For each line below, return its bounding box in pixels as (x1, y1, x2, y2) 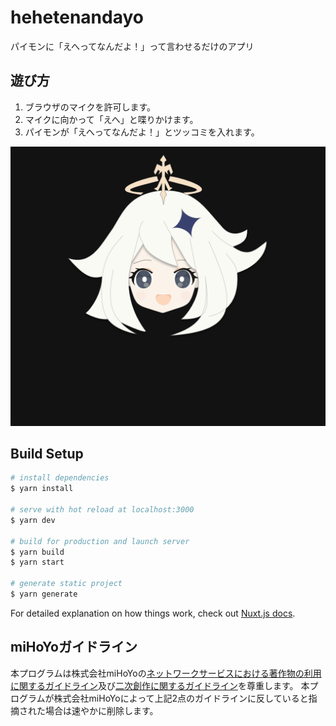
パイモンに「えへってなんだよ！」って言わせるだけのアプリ (10, 40, 255, 52)
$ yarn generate (10, 589, 78, 600)
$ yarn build (10, 547, 65, 557)
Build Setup (10, 446, 84, 463)
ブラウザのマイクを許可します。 (24, 101, 157, 113)
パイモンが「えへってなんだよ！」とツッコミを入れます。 (24, 126, 260, 138)
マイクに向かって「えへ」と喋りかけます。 (24, 113, 199, 125)
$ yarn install (10, 484, 74, 494)
